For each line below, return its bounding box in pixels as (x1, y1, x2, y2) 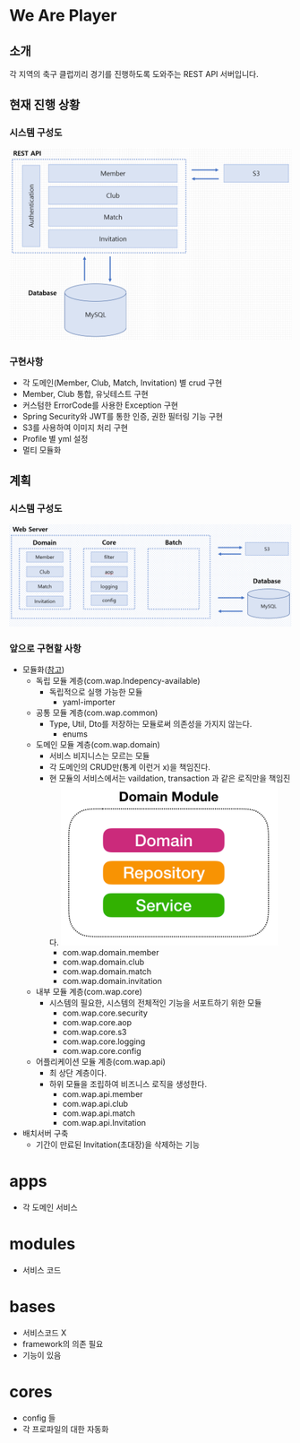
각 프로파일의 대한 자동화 (21, 1423, 109, 1434)
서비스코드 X (21, 1327, 67, 1338)
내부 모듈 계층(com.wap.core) (35, 986, 143, 997)
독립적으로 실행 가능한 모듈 (48, 687, 143, 697)
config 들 (21, 1413, 56, 1423)
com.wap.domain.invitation (62, 975, 163, 986)
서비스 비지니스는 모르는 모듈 (48, 750, 150, 761)
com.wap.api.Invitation (62, 1117, 146, 1128)
